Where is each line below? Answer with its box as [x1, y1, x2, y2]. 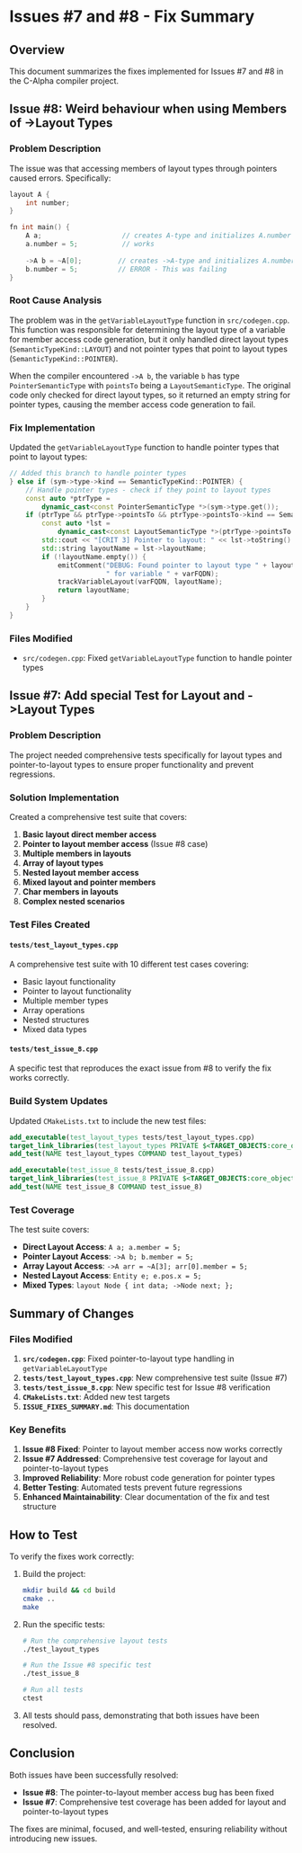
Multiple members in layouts [22, 848, 132, 860]
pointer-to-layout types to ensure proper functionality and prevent [9, 759, 254, 770]
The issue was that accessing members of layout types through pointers [9, 163, 278, 174]
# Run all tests [22, 1686, 84, 1695]
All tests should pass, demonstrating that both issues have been [22, 1710, 260, 1721]
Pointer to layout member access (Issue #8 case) [22, 839, 209, 850]
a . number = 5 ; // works [25, 240, 155, 249]
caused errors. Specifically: [9, 173, 111, 183]
